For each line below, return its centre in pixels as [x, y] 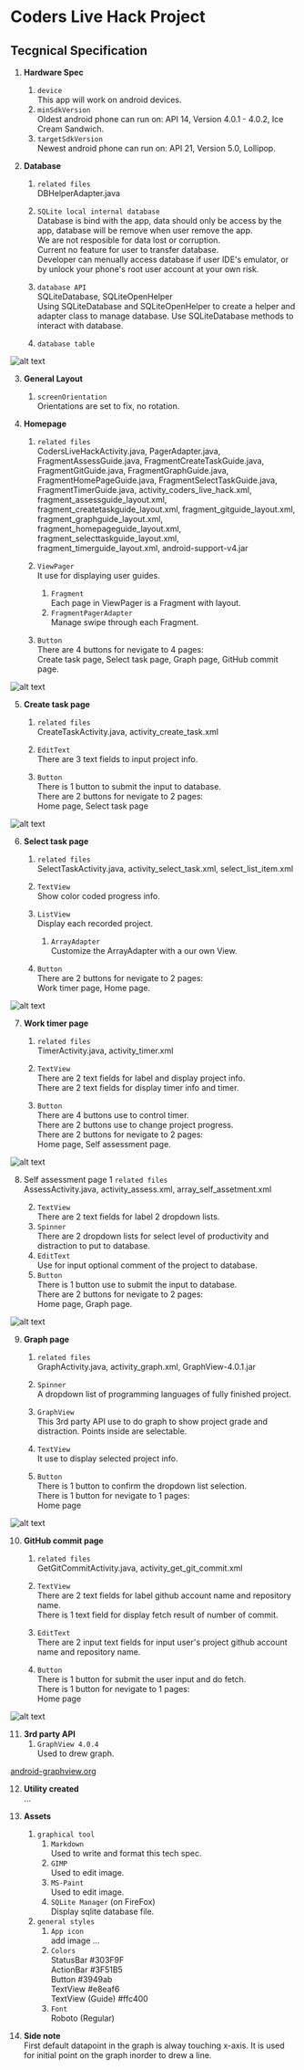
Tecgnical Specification [79, 51]
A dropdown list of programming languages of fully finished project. [164, 1394]
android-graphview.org [53, 1771]
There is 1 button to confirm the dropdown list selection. [142, 1486]
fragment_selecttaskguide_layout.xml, [108, 538]
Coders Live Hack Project [108, 17]
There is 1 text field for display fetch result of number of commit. [157, 1615]
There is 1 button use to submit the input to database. [137, 1285]
